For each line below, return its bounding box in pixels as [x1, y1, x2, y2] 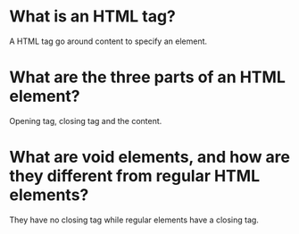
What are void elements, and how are [9, 147, 290, 167]
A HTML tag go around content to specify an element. [9, 36, 208, 46]
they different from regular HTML [9, 166, 261, 187]
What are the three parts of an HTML [9, 67, 286, 88]
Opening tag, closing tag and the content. [9, 115, 162, 126]
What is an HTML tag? [9, 6, 177, 27]
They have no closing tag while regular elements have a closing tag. [9, 214, 259, 225]
